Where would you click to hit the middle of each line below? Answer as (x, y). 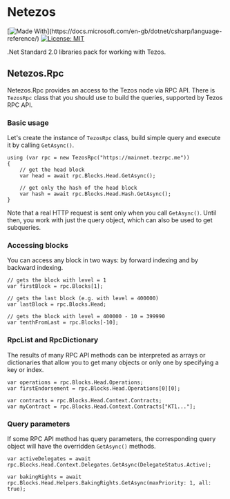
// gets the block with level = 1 (57, 280)
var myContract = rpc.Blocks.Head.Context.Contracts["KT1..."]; (102, 407)
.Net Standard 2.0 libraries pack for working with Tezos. (87, 52)
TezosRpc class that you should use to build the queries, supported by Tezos (115, 97)
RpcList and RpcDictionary (53, 340)
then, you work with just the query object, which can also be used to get (110, 220)
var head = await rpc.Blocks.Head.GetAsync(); (88, 176)
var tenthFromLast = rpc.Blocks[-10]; (63, 323)
